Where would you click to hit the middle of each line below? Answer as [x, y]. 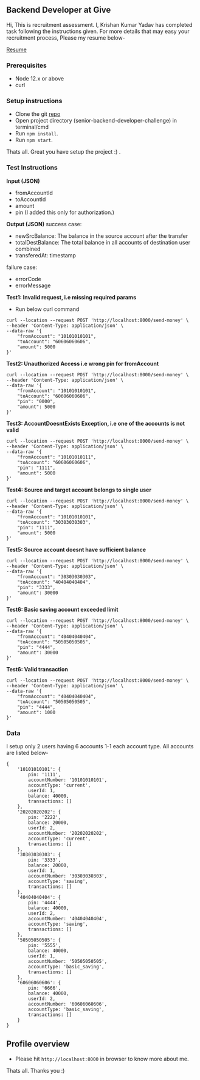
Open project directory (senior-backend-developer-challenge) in [96, 121]
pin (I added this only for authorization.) [64, 212]
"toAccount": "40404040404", [54, 582]
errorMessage [33, 285]
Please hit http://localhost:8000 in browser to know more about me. [102, 1059]
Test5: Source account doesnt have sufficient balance [76, 549]
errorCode [28, 279]
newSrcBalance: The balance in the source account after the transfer [102, 236]
